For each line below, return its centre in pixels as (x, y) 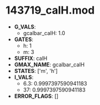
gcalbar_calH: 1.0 (44, 33)
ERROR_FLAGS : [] (36, 96)
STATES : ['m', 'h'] (36, 71)
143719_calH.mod (50, 10)
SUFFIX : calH (31, 58)
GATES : (24, 39)
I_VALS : (24, 77)
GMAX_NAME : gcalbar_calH (49, 64)
